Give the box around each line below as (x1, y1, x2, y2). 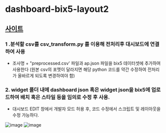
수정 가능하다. (12, 112, 40, 118)
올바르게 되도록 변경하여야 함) (17, 72, 75, 78)
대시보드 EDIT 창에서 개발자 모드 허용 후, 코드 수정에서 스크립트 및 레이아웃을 (12, 106, 161, 112)
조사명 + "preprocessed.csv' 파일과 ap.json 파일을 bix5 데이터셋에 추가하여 (12, 60, 161, 66)
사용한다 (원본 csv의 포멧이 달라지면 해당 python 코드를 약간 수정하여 (12, 66, 147, 72)
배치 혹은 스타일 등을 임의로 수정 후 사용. (20, 93, 110, 100)
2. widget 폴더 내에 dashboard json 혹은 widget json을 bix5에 (5, 86, 150, 93)
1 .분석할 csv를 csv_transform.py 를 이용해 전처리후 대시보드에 (5, 41, 149, 48)
